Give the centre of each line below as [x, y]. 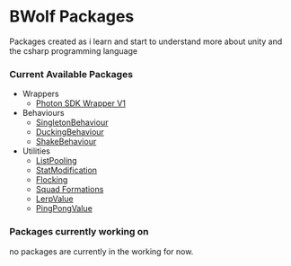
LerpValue [54, 199]
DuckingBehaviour [70, 132]
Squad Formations [70, 190]
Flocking [52, 180]
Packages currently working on [79, 232]
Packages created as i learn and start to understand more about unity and [146, 41]
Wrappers [41, 94]
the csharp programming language [73, 50]
